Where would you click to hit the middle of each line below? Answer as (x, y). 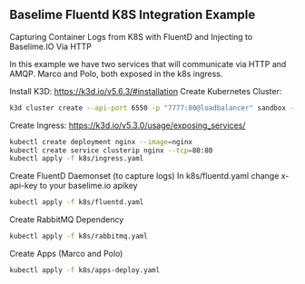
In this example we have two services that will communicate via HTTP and (148, 64)
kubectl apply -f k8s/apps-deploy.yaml (85, 270)
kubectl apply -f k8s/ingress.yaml (77, 159)
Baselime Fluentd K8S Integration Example (133, 15)
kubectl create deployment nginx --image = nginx (101, 142)
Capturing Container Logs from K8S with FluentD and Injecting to (131, 36)
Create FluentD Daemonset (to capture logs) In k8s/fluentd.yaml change (144, 176)
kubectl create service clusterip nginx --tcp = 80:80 (111, 150)
